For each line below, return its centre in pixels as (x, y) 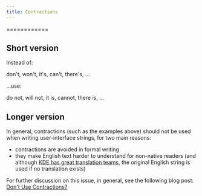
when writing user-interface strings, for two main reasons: (79, 138)
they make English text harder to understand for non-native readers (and (106, 156)
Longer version (35, 116)
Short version (33, 48)
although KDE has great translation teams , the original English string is (103, 162)
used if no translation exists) (50, 169)
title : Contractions (32, 12)
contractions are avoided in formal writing (67, 149)
